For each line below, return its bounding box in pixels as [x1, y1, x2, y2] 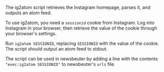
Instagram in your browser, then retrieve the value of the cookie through [5, 25, 157, 31]
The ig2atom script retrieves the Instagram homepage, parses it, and [5, 5, 151, 10]
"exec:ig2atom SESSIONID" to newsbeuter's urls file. [5, 61, 115, 67]
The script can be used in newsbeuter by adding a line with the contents [5, 56, 158, 62]
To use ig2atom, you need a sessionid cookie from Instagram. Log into [5, 20, 155, 26]
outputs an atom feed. [5, 10, 52, 16]
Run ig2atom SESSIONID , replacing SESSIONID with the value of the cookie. [5, 40, 159, 46]
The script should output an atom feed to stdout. [5, 46, 108, 52]
